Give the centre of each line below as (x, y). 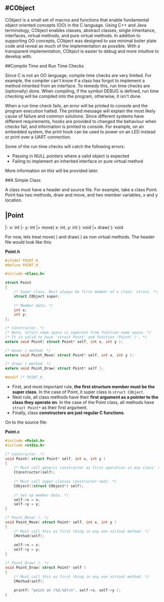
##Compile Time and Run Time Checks (44, 66)
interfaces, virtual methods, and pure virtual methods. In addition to (73, 35)
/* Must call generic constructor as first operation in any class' (85, 468)
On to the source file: (26, 422)
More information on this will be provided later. (52, 171)
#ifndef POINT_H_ (23, 260)
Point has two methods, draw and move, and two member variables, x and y (82, 195)
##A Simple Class (23, 180)
